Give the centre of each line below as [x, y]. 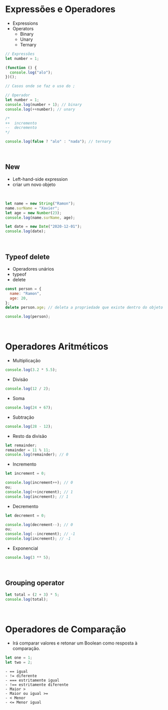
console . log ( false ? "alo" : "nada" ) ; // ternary [58, 142]
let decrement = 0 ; [26, 515]
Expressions [25, 23]
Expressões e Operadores [60, 9]
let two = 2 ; [19, 663]
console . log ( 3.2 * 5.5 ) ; [31, 370]
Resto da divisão [30, 436]
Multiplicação [27, 361]
